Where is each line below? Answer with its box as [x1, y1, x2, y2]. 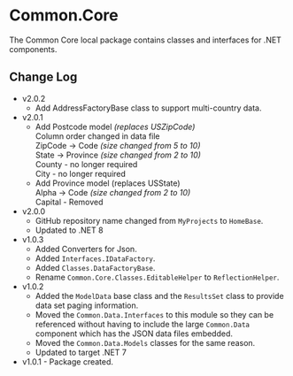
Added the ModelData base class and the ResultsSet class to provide [35, 290, 285, 301]
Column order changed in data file [35, 130, 161, 142]
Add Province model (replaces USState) [35, 178, 181, 188]
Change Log [9, 70, 78, 85]
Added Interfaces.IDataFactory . [35, 253, 156, 264]
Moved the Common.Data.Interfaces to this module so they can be [35, 309, 274, 319]
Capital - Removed [35, 196, 104, 207]
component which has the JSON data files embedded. [35, 328, 233, 339]
